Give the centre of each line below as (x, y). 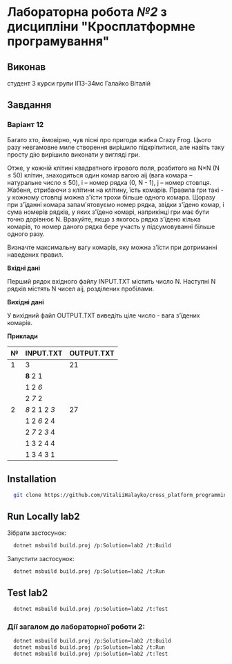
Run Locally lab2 (43, 516)
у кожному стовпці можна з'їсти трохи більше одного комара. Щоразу (111, 197)
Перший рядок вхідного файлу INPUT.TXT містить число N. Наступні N (112, 281)
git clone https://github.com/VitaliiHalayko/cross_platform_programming (122, 495)
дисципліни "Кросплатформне (101, 27)
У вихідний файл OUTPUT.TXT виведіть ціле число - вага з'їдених (104, 315)
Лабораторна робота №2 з (87, 12)
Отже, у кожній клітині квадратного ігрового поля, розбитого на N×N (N (113, 168)
